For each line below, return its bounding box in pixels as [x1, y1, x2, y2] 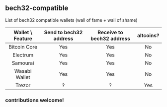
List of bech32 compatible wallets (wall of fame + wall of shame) [5, 17, 138, 23]
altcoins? [137, 32, 160, 39]
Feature [13, 35, 32, 42]
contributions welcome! [5, 97, 64, 104]
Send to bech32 [44, 29, 83, 36]
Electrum [12, 52, 34, 58]
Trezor [15, 82, 31, 89]
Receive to [97, 29, 123, 36]
